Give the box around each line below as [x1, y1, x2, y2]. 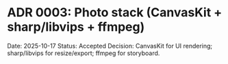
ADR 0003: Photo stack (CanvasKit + [7, 5, 223, 20]
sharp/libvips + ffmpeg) [7, 19, 145, 35]
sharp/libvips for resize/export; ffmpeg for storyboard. [7, 49, 160, 57]
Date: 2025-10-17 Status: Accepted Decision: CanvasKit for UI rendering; [7, 42, 213, 50]
